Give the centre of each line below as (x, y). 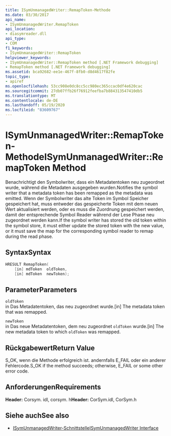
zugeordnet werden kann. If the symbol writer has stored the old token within (86, 220)
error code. (17, 371)
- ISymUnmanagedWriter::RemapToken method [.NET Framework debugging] (82, 62)
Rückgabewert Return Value (50, 348)
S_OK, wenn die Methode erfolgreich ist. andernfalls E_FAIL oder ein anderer (86, 360)
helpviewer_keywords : (28, 58)
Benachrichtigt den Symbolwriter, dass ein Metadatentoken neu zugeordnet (85, 182)
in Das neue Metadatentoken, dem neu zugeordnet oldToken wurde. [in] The (85, 326)
